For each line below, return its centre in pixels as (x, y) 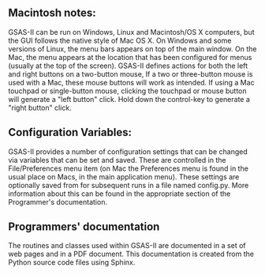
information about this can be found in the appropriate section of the (119, 194)
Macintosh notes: (52, 13)
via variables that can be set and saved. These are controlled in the (117, 160)
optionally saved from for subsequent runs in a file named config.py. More (129, 185)
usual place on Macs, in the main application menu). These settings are (124, 176)
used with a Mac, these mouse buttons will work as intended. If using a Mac (131, 82)
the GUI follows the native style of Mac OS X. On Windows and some (120, 40)
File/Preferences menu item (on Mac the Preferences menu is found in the (128, 168)
